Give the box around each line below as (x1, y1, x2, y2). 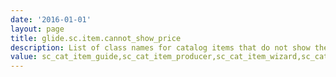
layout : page (10, 24, 65, 34)
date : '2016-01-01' (10, 14, 92, 25)
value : (10, 52, 38, 62)
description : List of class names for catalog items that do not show (10, 42, 311, 53)
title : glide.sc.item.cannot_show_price (10, 33, 182, 43)
